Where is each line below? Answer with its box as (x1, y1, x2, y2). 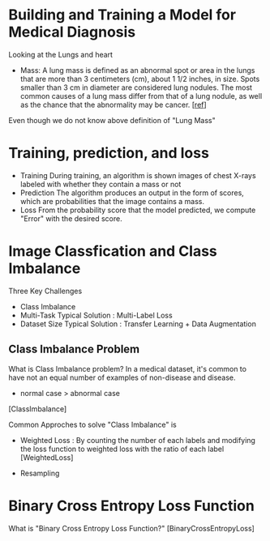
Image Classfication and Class (8, 242, 217, 261)
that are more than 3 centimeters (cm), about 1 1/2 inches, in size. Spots (19, 74, 260, 83)
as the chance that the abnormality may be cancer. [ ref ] (19, 100, 207, 109)
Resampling (19, 468, 60, 478)
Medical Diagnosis (8, 23, 136, 41)
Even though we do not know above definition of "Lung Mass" (8, 115, 216, 125)
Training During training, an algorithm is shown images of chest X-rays (19, 170, 257, 180)
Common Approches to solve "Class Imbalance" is (8, 420, 177, 429)
